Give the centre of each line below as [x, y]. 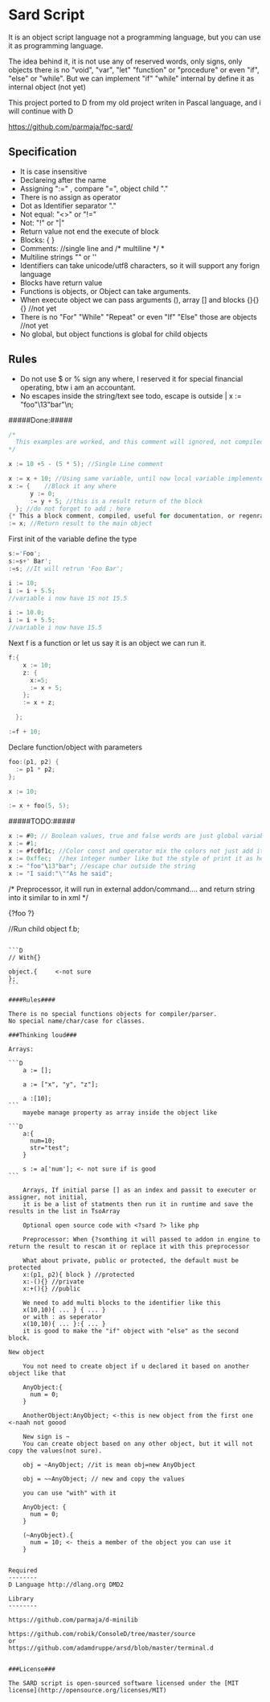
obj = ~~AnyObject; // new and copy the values [104, 1479]
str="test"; [49, 1148]
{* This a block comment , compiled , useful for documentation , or [122, 516]
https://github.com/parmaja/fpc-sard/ [71, 126]
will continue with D [41, 111]
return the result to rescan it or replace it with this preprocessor [129, 1246]
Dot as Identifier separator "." [68, 205]
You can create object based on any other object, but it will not [138, 1444]
